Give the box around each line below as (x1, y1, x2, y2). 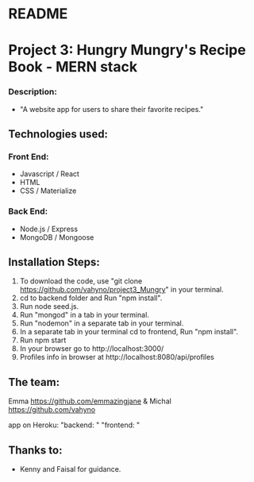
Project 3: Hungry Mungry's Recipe (8, 41, 246, 60)
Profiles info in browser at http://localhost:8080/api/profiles (19, 353, 214, 362)
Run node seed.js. (19, 302, 79, 311)
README (8, 5, 68, 23)
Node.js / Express (19, 224, 78, 233)
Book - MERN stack (8, 58, 137, 76)
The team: (8, 375, 60, 389)
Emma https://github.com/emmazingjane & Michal (8, 396, 172, 406)
